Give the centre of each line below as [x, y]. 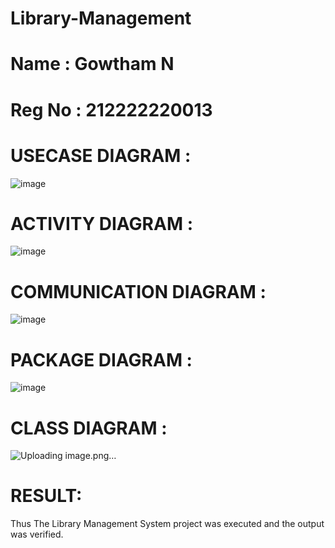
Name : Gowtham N [92, 64]
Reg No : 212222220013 [111, 109]
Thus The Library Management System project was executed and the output [167, 524]
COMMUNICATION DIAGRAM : [138, 291]
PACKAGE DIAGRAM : [101, 359]
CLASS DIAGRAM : [89, 428]
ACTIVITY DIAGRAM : [101, 223]
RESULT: [46, 496]
